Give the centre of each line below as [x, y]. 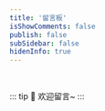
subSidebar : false [44, 43]
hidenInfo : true [40, 52]
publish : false [38, 35]
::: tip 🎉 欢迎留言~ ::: [47, 96]
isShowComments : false [52, 26]
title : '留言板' [38, 18]
